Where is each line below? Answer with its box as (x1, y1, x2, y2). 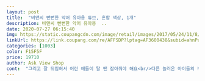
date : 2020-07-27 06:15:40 (6, 26, 75, 32)
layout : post (6, 9, 40, 15)
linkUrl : (6, 37, 29, 43)
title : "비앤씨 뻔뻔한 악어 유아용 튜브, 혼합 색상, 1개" (6, 15, 137, 21)
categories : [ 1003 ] (6, 43, 56, 49)
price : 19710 (6, 54, 40, 60)
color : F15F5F (6, 49, 43, 55)
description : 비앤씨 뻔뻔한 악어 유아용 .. (6, 20, 107, 26)
